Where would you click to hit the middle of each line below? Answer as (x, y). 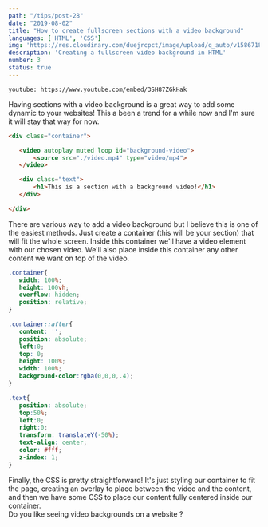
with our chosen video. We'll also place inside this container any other (123, 249)
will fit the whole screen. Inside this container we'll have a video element (127, 241)
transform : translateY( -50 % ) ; (69, 435)
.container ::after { (41, 324)
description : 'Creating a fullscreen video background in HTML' (117, 53)
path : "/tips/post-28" (46, 16)
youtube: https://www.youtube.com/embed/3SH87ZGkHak (98, 89)
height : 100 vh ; (44, 287)
